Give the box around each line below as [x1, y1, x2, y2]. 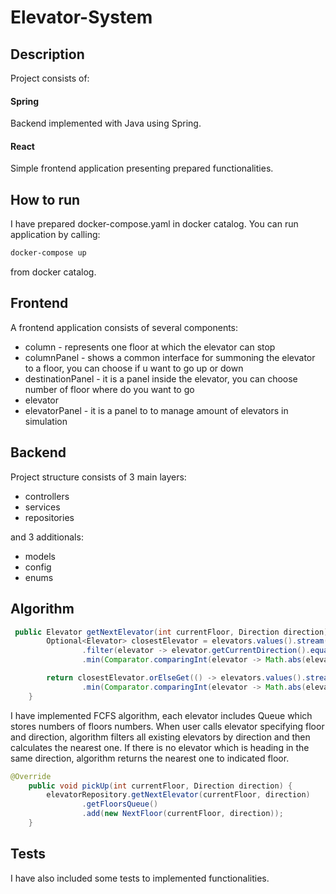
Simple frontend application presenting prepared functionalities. [10, 162, 274, 175]
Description [10, 46, 85, 63]
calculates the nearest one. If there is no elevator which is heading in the [10, 741, 310, 753]
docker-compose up [10, 248, 87, 258]
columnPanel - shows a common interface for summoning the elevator [24, 351, 316, 363]
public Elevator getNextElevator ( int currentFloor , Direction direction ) [14, 627, 329, 637]
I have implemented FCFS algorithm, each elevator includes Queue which [10, 709, 313, 721]
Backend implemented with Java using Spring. [10, 117, 202, 130]
